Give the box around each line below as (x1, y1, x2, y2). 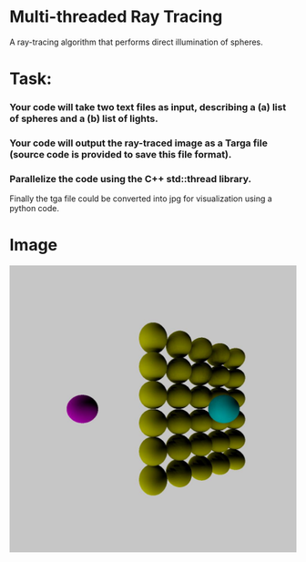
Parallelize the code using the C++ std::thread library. (9, 172, 252, 185)
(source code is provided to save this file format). (9, 148, 232, 160)
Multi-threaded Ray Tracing (9, 6, 223, 27)
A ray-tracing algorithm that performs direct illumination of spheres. (9, 36, 263, 47)
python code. (9, 203, 59, 214)
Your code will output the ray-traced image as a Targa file (9, 137, 269, 149)
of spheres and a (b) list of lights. (9, 112, 158, 125)
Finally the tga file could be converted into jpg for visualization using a (9, 193, 273, 204)
